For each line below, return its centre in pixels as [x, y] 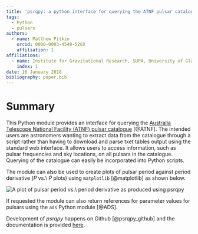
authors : [17, 34]
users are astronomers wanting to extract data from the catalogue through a [98, 136]
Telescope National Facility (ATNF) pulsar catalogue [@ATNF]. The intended [98, 129]
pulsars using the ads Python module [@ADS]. [62, 207]
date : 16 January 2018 [34, 72]
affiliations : [24, 55]
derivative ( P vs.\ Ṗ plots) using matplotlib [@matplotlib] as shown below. [96, 178]
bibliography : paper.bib [37, 77]
